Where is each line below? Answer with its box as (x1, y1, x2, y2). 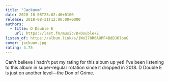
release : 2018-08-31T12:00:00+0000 (5, 17, 81, 22)
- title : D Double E (10, 26, 53, 31)
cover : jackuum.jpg (5, 40, 47, 46)
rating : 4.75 (5, 45, 33, 50)
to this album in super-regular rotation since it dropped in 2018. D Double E (5, 64, 162, 70)
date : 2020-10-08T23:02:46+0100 (5, 12, 74, 17)
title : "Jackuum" (5, 7, 42, 13)
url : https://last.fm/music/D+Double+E (14, 31, 99, 36)
